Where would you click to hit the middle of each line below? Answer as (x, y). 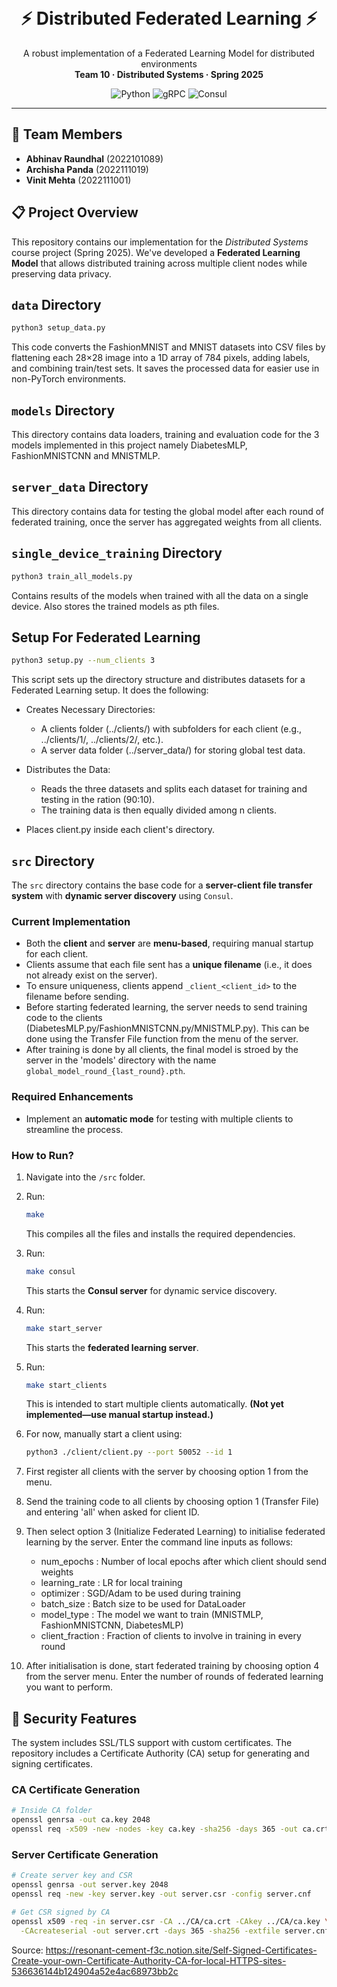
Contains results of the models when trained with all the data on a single (160, 595)
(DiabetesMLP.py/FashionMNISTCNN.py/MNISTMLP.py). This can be (167, 1028)
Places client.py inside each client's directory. (120, 830)
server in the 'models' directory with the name (121, 1060)
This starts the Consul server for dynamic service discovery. (151, 1290)
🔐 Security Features (74, 1718)
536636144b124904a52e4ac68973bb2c (95, 1971)
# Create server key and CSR (72, 1876)
